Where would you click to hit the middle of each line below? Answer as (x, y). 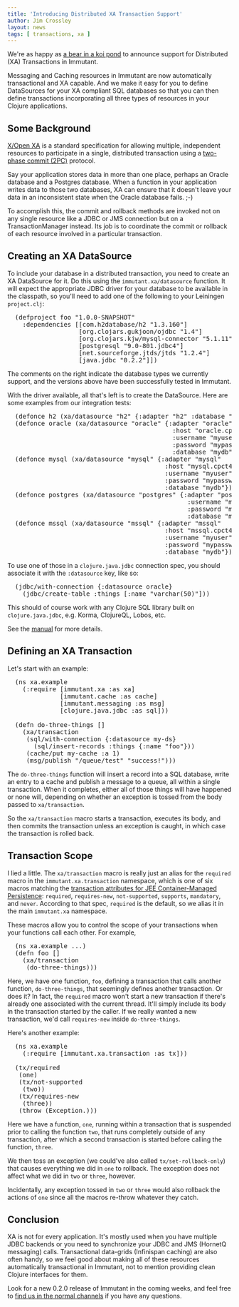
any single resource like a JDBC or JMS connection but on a (95, 219)
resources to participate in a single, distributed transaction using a (104, 153)
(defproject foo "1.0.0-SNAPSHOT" (75, 317)
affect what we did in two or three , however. (71, 1176)
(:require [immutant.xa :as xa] (79, 689)
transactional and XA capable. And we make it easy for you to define (108, 83)
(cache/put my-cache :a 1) (73, 753)
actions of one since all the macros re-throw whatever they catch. (103, 1197)
